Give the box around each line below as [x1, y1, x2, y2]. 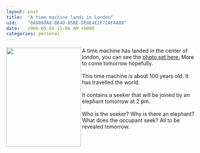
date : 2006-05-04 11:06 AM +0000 [6, 25, 95, 32]
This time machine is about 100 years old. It [82, 73, 189, 80]
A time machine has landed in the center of [82, 47, 188, 54]
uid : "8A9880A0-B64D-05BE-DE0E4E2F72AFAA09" [6, 20, 127, 26]
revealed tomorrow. [82, 123, 130, 130]
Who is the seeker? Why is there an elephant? [82, 111, 195, 118]
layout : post [6, 8, 39, 15]
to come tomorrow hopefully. [82, 60, 153, 67]
